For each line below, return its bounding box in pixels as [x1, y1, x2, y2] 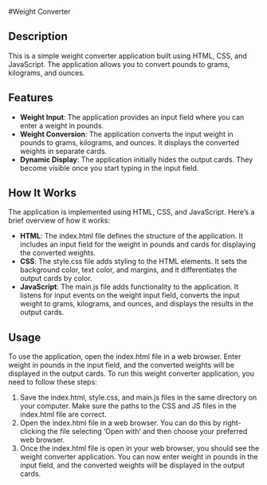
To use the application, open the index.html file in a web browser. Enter [8, 352, 241, 361]
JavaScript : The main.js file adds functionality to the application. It [19, 282, 239, 292]
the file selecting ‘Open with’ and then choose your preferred [47, 427, 248, 436]
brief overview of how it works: [8, 215, 111, 226]
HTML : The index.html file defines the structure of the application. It [19, 231, 244, 241]
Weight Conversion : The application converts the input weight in [19, 129, 234, 139]
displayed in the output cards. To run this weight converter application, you [8, 369, 255, 378]
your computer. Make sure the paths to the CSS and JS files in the [19, 401, 237, 411]
